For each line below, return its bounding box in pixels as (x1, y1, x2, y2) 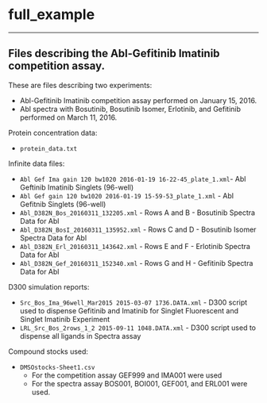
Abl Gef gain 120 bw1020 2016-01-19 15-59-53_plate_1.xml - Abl (19, 190, 234, 200)
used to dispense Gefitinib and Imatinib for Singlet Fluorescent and (19, 305, 238, 315)
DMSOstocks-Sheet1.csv (19, 363, 95, 371)
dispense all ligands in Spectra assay (19, 331, 141, 340)
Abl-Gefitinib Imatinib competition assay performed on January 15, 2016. (19, 95, 257, 105)
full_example (8, 6, 95, 24)
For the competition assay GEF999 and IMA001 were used (31, 370, 222, 380)
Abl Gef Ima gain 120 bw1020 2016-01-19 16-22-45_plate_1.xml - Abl (19, 174, 246, 183)
